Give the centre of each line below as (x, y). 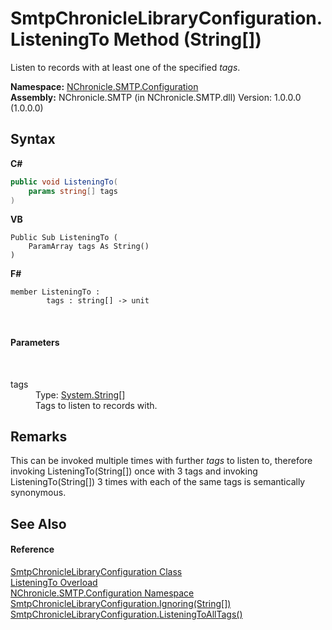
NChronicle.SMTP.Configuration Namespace (102, 593)
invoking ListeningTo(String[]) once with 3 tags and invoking (134, 471)
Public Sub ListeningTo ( (64, 238)
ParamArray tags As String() (89, 247)
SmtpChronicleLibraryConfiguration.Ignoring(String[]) (121, 603)
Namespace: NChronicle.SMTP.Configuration (104, 86)
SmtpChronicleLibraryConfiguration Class (96, 571)
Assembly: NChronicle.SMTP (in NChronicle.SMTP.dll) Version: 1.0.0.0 (156, 97)
